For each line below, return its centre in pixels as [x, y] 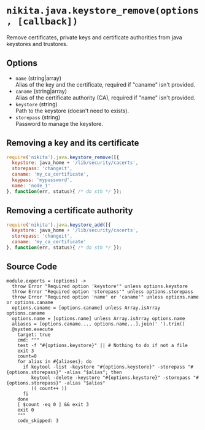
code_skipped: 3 [38, 420]
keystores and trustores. [37, 44]
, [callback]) [42, 22]
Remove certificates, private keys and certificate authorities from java [94, 37]
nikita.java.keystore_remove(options [103, 11]
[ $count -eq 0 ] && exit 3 [53, 404]
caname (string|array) [41, 91]
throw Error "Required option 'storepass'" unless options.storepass [102, 291]
